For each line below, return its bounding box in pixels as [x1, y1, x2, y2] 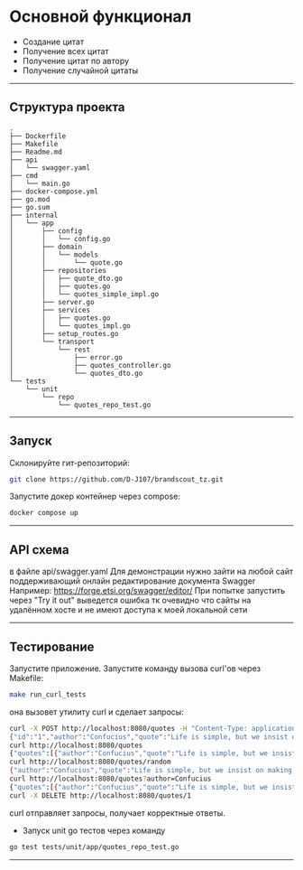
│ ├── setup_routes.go [9, 329, 119, 338]
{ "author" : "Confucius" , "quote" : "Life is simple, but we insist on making [9, 766, 293, 775]
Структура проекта [9, 99, 125, 115]
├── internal [9, 210, 59, 220]
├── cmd [9, 171, 39, 180]
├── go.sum [9, 202, 50, 211]
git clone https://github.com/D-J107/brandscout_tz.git [9, 474, 224, 484]
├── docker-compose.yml [9, 187, 99, 196]
